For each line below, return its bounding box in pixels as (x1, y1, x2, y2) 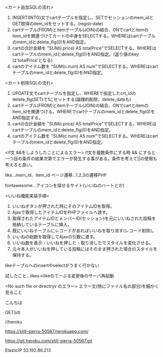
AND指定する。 (12, 115, 43, 121)
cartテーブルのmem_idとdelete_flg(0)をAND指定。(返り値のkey (12, 51, 139, 57)
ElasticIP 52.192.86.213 (5, 347, 51, 353)
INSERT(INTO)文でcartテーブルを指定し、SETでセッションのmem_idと (12, 15, 154, 21)
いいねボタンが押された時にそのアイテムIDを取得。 (12, 203, 115, 209)
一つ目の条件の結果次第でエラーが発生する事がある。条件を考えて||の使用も (5, 156, 158, 161)
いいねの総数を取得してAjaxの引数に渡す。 (12, 234, 98, 239)
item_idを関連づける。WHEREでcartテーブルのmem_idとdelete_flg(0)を (12, 109, 155, 114)
